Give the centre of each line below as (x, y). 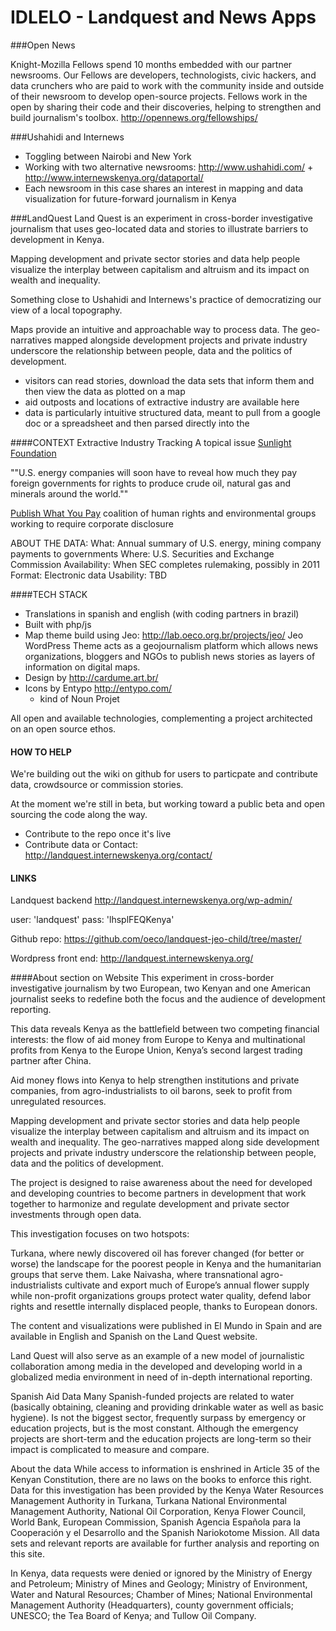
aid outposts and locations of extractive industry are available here (162, 402)
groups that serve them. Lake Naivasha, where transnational (134, 1275)
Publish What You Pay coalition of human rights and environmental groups (163, 513)
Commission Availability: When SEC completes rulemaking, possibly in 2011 (165, 564)
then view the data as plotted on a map (105, 391)
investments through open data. (76, 1215)
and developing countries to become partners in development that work (158, 1193)
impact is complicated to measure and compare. (110, 1450)
